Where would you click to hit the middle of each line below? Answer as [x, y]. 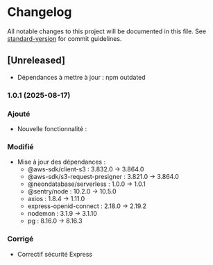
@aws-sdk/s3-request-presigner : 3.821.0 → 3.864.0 [103, 177]
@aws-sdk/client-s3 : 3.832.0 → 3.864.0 [86, 169]
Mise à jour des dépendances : [61, 162]
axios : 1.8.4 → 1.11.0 [56, 199]
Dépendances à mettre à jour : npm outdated [81, 77]
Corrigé [20, 239]
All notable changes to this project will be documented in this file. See [107, 31]
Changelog [40, 12]
